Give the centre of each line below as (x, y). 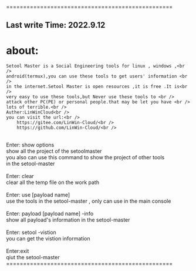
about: (23, 50)
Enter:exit (18, 251)
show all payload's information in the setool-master (68, 220)
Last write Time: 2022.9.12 (56, 25)
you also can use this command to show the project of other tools (85, 158)
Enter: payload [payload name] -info (50, 214)
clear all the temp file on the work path (53, 182)
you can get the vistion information (48, 239)
